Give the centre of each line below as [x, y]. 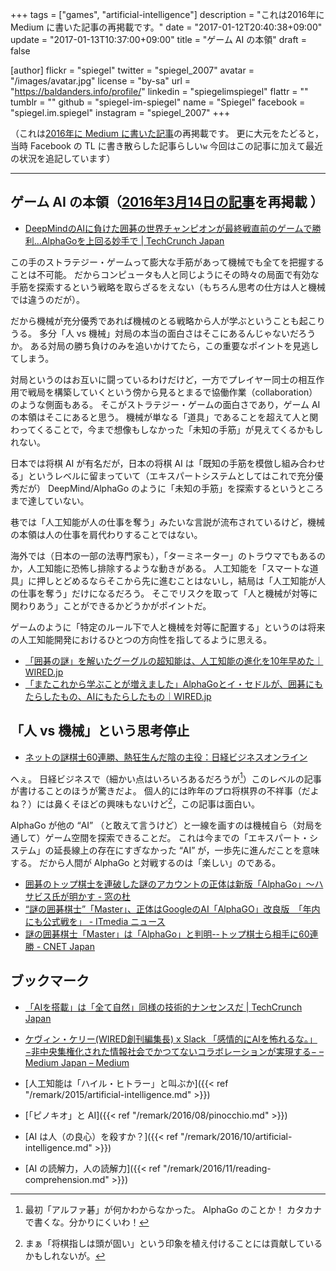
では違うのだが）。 [47, 299]
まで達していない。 [50, 500]
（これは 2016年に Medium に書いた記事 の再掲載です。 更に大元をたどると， [167, 133]
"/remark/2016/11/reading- [217, 1168]
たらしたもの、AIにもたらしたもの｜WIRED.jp [118, 696]
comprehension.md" [67, 1179]
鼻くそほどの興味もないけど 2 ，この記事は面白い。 [157, 803]
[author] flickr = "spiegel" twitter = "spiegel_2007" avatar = [132, 70]
